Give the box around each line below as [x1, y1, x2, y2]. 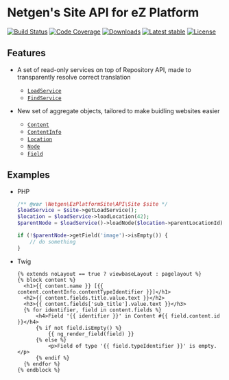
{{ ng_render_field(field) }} [47, 331, 134, 337]
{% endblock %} [16, 366, 61, 373]
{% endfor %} [23, 360, 61, 368]
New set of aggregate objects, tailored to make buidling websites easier [16, 106, 220, 115]
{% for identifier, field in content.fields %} [23, 307, 162, 313]
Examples [7, 169, 50, 181]
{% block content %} [16, 276, 76, 283]
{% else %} [35, 336, 67, 344]
